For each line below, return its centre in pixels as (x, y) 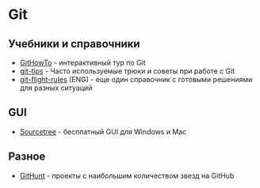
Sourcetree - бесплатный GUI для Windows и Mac (103, 131)
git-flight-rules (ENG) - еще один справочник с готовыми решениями (136, 79)
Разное (27, 157)
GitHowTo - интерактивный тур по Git (83, 62)
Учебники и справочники (74, 44)
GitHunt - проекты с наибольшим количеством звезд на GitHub (127, 175)
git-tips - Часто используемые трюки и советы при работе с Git (127, 71)
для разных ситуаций (56, 88)
